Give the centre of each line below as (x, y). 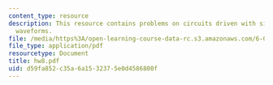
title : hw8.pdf (34, 62)
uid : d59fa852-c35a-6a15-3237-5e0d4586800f (83, 69)
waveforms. (34, 31)
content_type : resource (49, 16)
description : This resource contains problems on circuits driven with (132, 23)
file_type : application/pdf (56, 46)
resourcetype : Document (49, 53)
